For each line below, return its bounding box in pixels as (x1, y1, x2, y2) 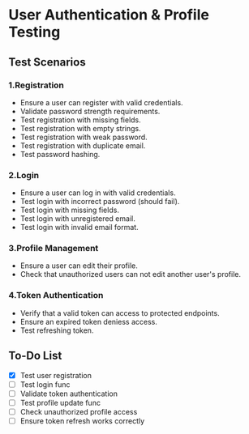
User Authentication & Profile (8, 6, 209, 24)
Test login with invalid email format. (19, 223, 140, 232)
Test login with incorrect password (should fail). (19, 197, 180, 206)
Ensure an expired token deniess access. (19, 317, 158, 326)
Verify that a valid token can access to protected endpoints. (19, 308, 221, 317)
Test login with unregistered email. (19, 214, 135, 223)
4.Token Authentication (8, 290, 104, 301)
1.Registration (8, 79, 65, 91)
